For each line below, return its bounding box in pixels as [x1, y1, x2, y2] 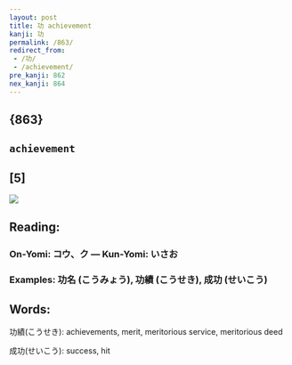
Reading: [9, 219, 61, 234]
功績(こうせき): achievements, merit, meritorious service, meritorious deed [9, 327, 283, 337]
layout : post [9, 12, 58, 22]
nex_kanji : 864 [9, 79, 66, 88]
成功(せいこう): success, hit [9, 345, 111, 356]
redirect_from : [9, 46, 66, 55]
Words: [9, 302, 51, 317]
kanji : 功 [9, 29, 45, 38]
